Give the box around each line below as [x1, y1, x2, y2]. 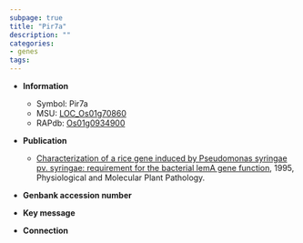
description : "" [9, 30, 71, 39]
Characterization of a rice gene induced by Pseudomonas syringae [35, 153, 288, 164]
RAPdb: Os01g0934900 [35, 117, 126, 128]
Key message [22, 208, 76, 218]
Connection [22, 225, 68, 236]
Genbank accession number [22, 190, 132, 200]
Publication [22, 136, 67, 146]
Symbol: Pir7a [35, 98, 88, 109]
